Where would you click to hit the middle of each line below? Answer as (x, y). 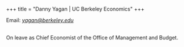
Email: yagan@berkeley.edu (40, 20)
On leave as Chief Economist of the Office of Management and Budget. (92, 37)
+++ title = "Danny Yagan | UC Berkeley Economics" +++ (75, 9)
